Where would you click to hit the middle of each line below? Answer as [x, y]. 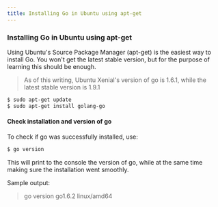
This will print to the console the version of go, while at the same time [105, 162]
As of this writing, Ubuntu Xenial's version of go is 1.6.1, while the [115, 80]
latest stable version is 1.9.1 [62, 87]
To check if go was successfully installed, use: [73, 137]
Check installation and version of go [59, 122]
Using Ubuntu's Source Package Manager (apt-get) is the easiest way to [109, 52]
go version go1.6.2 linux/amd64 [68, 196]
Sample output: [28, 182]
